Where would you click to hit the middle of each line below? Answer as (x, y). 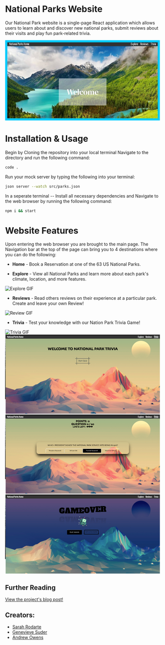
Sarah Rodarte (27, 627)
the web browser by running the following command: (58, 201)
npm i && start (21, 211)
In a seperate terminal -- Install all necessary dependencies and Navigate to (82, 196)
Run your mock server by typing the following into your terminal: (70, 177)
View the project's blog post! (34, 600)
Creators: (20, 615)
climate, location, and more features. (49, 279)
